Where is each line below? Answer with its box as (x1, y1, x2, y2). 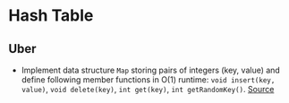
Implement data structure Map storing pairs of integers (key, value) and (21, 64, 281, 75)
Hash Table (8, 5, 94, 26)
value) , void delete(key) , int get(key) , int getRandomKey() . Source (21, 84, 275, 94)
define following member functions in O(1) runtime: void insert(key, (21, 74, 276, 85)
